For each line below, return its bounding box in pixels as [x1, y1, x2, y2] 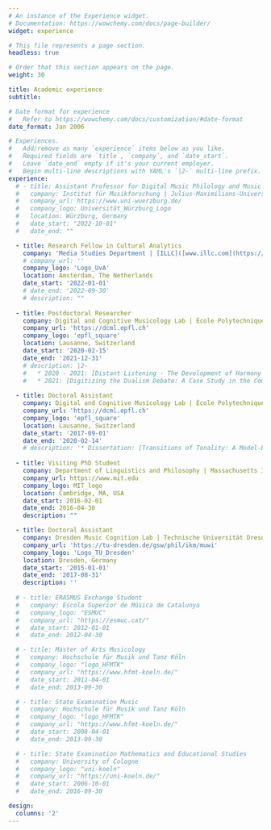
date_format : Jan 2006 [8, 123, 85, 131]
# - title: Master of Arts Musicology [15, 646, 147, 654]
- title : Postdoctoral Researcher [15, 309, 131, 317]
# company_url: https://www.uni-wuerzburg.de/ [15, 197, 182, 206]
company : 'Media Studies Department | [23, 249, 153, 257]
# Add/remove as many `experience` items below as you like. [8, 144, 226, 153]
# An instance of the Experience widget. [8, 11, 150, 20]
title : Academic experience [8, 86, 103, 94]
